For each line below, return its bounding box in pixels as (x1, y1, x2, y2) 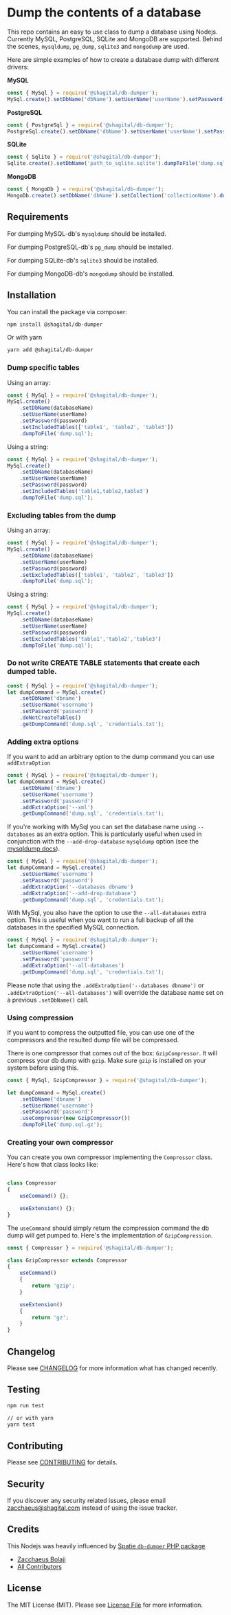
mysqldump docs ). (7, 844, 60, 853)
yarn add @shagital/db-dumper (7, 347, 94, 353)
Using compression (7, 1013, 74, 1022)
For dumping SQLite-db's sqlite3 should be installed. (7, 256, 159, 264)
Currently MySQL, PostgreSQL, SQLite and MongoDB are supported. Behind (7, 34, 223, 43)
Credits (7, 1524, 40, 1535)
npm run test (7, 1402, 45, 1409)
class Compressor (7, 1180, 57, 1187)
